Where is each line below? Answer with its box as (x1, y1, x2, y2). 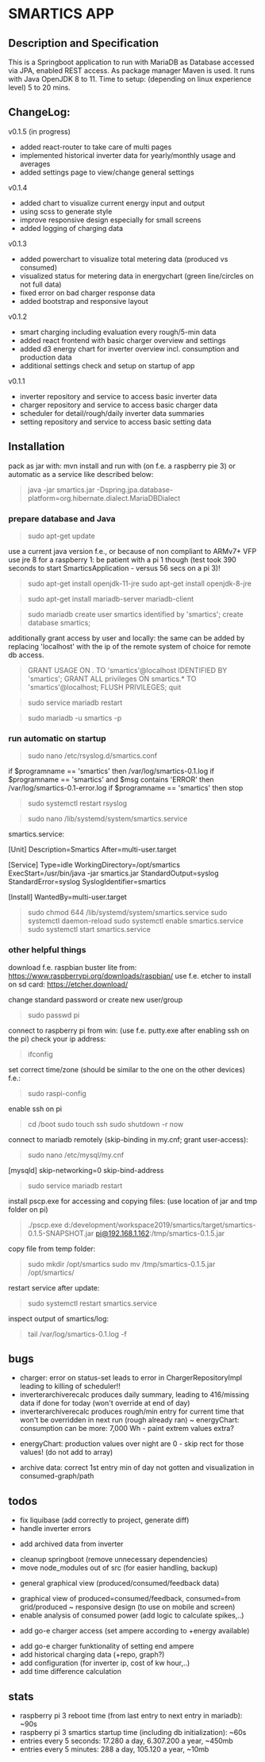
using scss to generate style (19, 206, 113, 216)
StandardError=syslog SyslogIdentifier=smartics (8, 877, 167, 887)
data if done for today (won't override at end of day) (19, 1398, 190, 1408)
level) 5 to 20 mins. (8, 83, 71, 92)
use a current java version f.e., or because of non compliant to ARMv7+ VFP (8, 546, 257, 556)
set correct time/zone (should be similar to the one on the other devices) (8, 1064, 246, 1074)
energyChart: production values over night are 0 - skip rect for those (19, 1439, 244, 1448)
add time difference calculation (19, 1667, 121, 1676)
